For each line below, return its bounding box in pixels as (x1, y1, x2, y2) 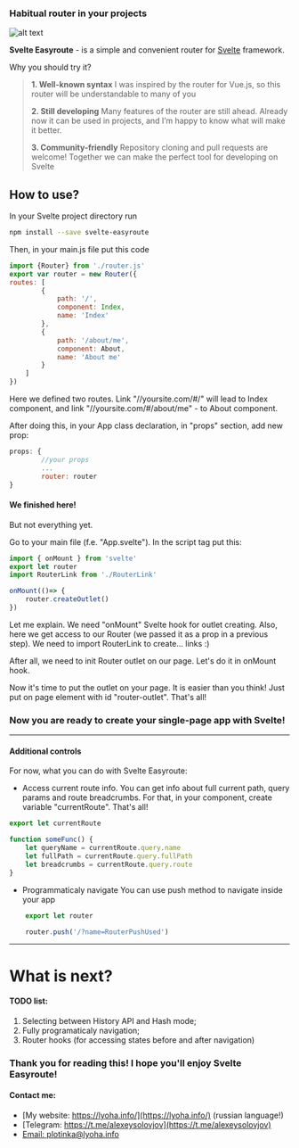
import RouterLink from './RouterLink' (9, 570, 158, 580)
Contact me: (9, 1090, 56, 1101)
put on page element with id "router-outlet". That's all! (9, 691, 207, 702)
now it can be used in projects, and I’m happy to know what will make (30, 115, 287, 127)
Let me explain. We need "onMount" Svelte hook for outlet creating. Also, (9, 619, 278, 630)
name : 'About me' (56, 352, 122, 361)
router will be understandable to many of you (30, 88, 197, 100)
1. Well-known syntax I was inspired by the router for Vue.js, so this (30, 79, 281, 90)
